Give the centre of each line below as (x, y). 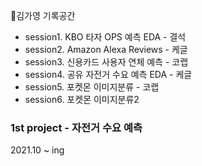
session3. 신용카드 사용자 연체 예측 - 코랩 (106, 62)
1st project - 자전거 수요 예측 (76, 127)
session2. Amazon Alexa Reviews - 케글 (106, 49)
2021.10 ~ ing (37, 150)
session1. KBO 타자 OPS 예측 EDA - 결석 (105, 37)
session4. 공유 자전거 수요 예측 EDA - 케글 (108, 74)
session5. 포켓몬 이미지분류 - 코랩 (92, 87)
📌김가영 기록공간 (43, 15)
